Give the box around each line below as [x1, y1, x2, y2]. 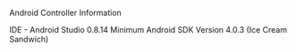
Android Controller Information [9, 8, 123, 18]
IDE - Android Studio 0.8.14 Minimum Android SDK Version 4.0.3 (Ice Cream [9, 25, 288, 34]
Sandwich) [9, 34, 49, 44]
